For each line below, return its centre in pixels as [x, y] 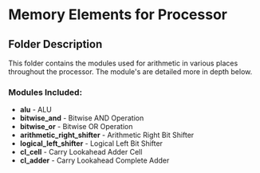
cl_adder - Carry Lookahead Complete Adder [95, 160]
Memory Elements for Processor [118, 15]
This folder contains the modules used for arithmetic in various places [123, 63]
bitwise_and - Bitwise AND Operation [82, 118]
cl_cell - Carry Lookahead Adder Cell [81, 152]
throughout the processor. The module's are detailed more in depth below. [130, 72]
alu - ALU [35, 110]
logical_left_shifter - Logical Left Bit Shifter [91, 144]
